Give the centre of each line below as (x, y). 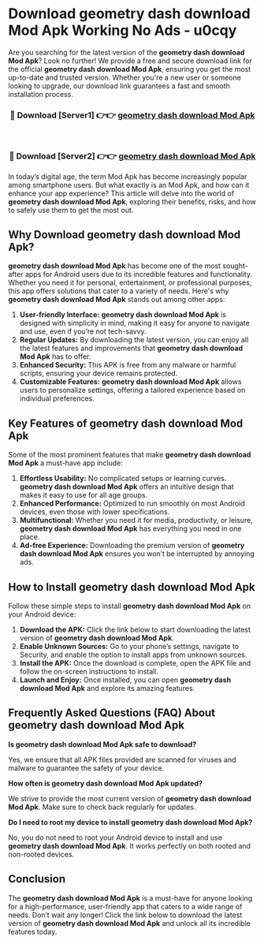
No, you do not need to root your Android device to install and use (115, 838)
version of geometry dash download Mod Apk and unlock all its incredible (129, 923)
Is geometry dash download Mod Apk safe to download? (102, 744)
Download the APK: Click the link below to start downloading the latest (135, 629)
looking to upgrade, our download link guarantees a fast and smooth (119, 86)
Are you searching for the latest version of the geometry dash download (126, 52)
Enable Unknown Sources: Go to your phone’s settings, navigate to (129, 646)
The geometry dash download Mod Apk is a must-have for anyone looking (130, 898)
